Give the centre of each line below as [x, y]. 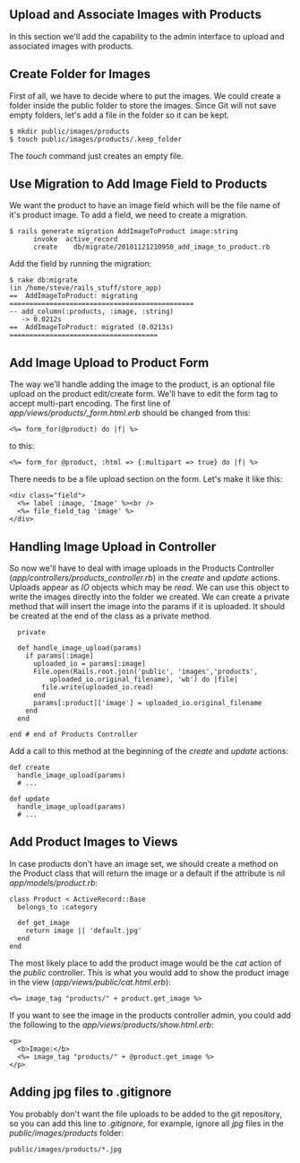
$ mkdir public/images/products [69, 131]
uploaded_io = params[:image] [89, 664]
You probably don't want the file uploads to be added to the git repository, [146, 1114]
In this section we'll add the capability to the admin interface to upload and [147, 36]
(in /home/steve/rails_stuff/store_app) [86, 288]
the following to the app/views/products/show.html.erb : [111, 1024]
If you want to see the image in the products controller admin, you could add [150, 1015]
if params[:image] [60, 656]
